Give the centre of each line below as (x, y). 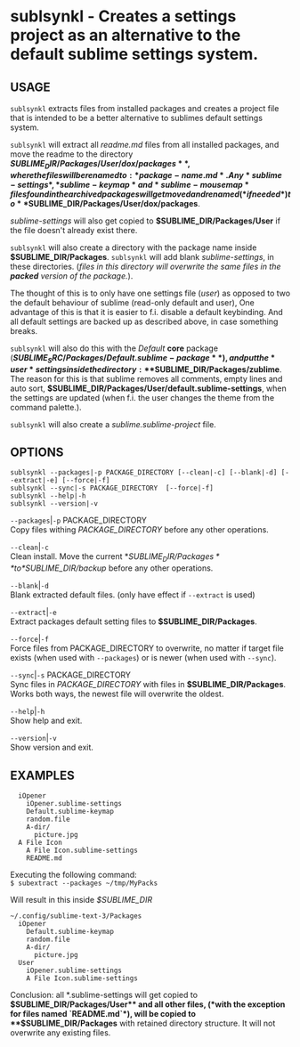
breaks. (24, 330)
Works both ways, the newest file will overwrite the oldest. (117, 694)
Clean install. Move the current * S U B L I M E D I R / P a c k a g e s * (115, 558)
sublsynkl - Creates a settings (123, 16)
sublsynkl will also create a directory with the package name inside (134, 248)
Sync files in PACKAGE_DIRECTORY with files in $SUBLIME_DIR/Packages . (148, 685)
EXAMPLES (42, 775)
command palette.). (46, 407)
